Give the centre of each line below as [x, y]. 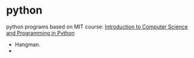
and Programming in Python [40, 33]
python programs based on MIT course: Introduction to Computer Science [97, 27]
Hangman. [27, 44]
